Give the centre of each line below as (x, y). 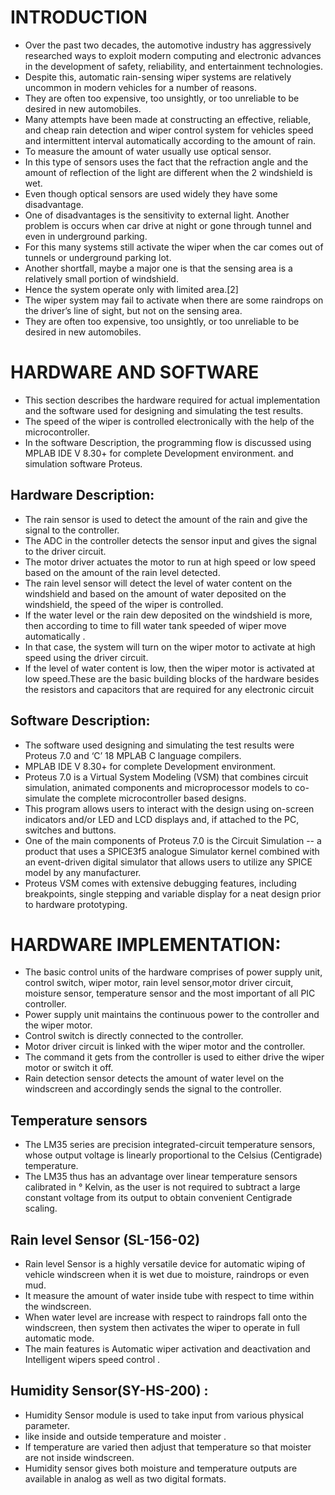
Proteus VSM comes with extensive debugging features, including (160, 883)
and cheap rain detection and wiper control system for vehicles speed (169, 130)
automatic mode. (59, 1338)
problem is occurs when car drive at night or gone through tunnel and (168, 225)
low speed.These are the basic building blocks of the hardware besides (172, 678)
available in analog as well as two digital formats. (125, 1478)
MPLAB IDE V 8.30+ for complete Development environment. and (159, 453)
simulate (42, 798)
